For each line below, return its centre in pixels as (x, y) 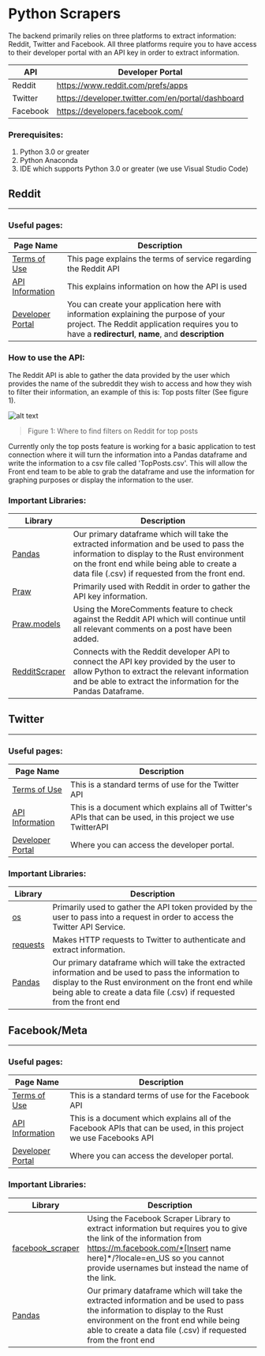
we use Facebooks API (112, 1138)
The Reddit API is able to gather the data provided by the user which (119, 375)
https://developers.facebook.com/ (120, 111)
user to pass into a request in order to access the (143, 917)
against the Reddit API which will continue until (159, 619)
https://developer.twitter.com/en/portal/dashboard (150, 98)
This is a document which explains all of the (150, 1118)
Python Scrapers (64, 14)
